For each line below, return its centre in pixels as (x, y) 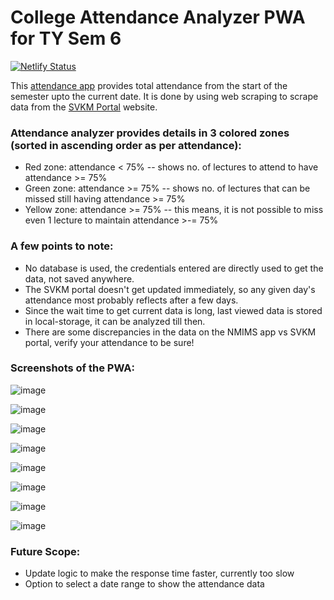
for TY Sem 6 (66, 38)
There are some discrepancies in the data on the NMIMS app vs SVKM (170, 332)
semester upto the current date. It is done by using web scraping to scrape (164, 96)
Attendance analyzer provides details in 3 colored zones (150, 133)
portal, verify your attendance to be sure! (109, 342)
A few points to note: (62, 246)
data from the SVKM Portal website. (84, 107)
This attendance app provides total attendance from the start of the (149, 85)
